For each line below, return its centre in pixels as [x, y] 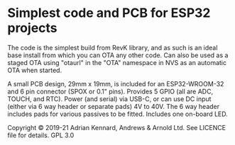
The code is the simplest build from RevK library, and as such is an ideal [113, 47]
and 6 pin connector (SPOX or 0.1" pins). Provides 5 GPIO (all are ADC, [110, 91]
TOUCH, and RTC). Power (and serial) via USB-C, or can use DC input [109, 99]
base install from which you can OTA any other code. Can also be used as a [118, 55]
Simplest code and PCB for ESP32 [109, 13]
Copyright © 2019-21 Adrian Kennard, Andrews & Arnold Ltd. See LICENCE [116, 127]
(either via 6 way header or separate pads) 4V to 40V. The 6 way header [114, 106]
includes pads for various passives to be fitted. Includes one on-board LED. [118, 114]
